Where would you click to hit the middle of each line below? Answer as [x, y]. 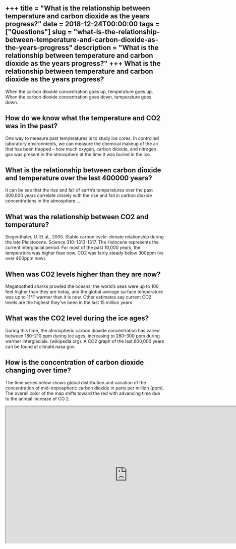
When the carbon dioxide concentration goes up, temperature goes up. [79, 91]
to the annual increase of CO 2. [38, 398]
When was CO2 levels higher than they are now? [83, 274]
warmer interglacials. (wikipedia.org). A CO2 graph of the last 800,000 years [85, 341]
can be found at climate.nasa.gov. [40, 346]
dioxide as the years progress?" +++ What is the [83, 63]
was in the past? [32, 126]
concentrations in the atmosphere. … [44, 201]
